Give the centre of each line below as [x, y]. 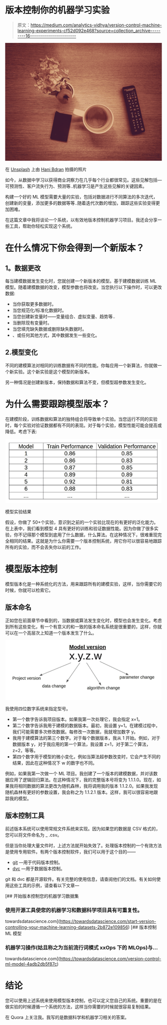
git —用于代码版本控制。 [38, 862]
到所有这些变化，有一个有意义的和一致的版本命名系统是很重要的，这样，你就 [83, 626]
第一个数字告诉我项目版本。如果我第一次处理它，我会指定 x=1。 [77, 719]
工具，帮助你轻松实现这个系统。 [42, 226]
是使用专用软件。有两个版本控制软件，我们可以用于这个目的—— [70, 851]
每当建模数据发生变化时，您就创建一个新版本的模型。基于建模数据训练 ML [81, 281]
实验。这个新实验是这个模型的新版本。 [53, 372]
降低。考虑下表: [21, 431]
